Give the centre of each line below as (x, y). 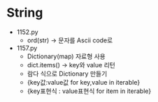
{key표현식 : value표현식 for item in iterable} (89, 91)
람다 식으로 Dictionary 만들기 (67, 74)
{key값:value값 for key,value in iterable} (84, 82)
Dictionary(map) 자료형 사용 (66, 56)
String (25, 13)
